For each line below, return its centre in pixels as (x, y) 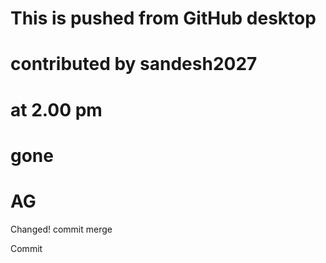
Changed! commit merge (61, 229)
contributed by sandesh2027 (134, 64)
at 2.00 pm (56, 109)
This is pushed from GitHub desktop (163, 18)
